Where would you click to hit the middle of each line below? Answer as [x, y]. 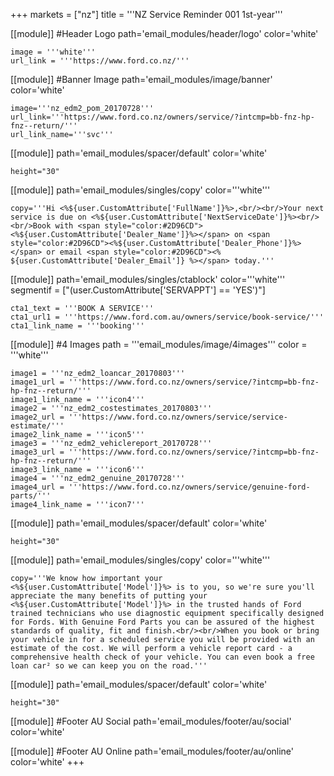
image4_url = [37, 487]
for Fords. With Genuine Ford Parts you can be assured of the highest [162, 622]
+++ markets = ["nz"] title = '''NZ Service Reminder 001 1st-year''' [146, 14]
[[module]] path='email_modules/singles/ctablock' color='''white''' [148, 279]
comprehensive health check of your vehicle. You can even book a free [162, 657]
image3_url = [37, 452]
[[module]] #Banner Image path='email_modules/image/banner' [141, 79]
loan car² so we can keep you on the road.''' [109, 666]
